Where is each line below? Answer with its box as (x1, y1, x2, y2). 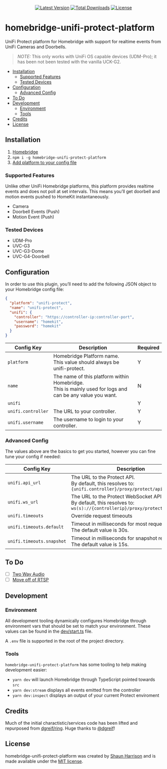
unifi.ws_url (7, 499, 39, 505)
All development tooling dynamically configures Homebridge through (5, 617, 147, 624)
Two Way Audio (12, 571, 45, 577)
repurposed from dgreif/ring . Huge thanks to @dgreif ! (5, 725, 115, 731)
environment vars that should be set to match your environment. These (5, 623, 151, 629)
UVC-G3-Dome (12, 248, 44, 254)
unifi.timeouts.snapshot (7, 539, 67, 544)
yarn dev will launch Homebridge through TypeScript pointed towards (12, 676, 156, 682)
